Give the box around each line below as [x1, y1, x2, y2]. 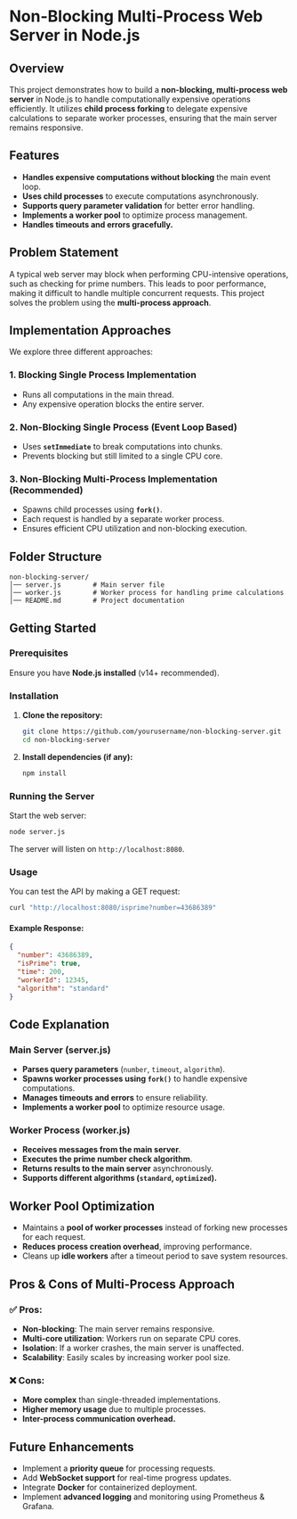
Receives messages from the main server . [21, 1144, 181, 1155]
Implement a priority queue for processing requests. [21, 1463, 216, 1474]
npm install [21, 769, 67, 778]
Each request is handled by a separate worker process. [21, 514, 225, 524]
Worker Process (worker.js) [9, 1124, 131, 1136]
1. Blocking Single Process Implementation [9, 368, 197, 381]
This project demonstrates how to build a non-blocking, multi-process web [9, 85, 288, 95]
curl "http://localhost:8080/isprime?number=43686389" [9, 904, 217, 912]
